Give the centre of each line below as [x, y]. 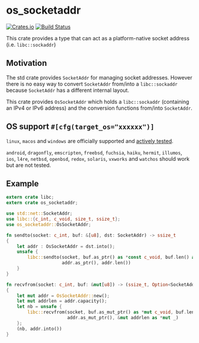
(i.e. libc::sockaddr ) [31, 45]
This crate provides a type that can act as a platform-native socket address [98, 38]
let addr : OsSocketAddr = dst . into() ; [66, 246]
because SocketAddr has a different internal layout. [68, 90]
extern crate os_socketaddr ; [42, 203]
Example [23, 184]
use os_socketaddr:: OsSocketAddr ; [49, 224]
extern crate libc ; [30, 197]
